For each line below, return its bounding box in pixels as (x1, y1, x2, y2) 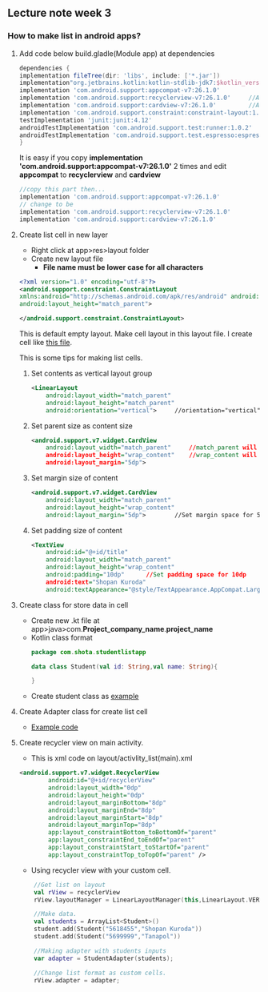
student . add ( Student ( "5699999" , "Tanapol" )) (34, 933, 182, 941)
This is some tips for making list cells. (18, 353, 143, 363)
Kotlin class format (30, 633, 93, 642)
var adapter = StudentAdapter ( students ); (34, 954, 174, 962)
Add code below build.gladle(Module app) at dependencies (18, 48, 215, 58)
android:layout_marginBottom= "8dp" (48, 798, 167, 807)
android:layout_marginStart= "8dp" (48, 813, 163, 821)
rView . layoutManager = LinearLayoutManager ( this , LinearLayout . (34, 896, 250, 904)
